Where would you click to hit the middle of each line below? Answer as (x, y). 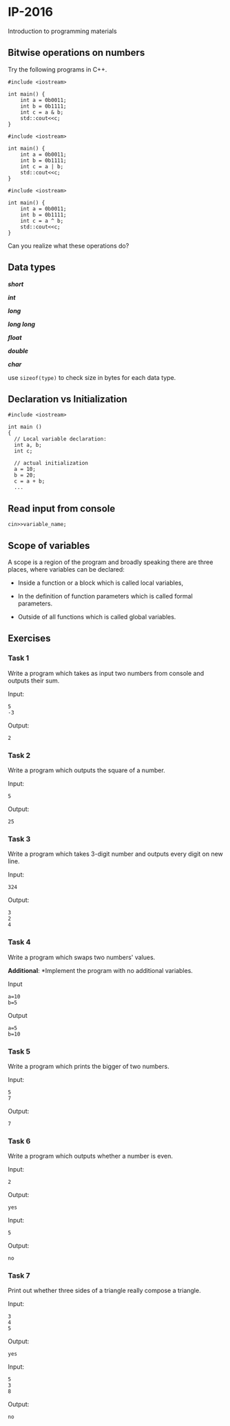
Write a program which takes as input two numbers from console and (106, 673)
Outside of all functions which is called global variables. (97, 617)
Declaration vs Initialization (68, 399)
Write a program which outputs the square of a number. (87, 770)
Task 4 (19, 942)
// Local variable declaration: (61, 439)
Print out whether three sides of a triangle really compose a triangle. (105, 1291)
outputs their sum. (34, 681)
